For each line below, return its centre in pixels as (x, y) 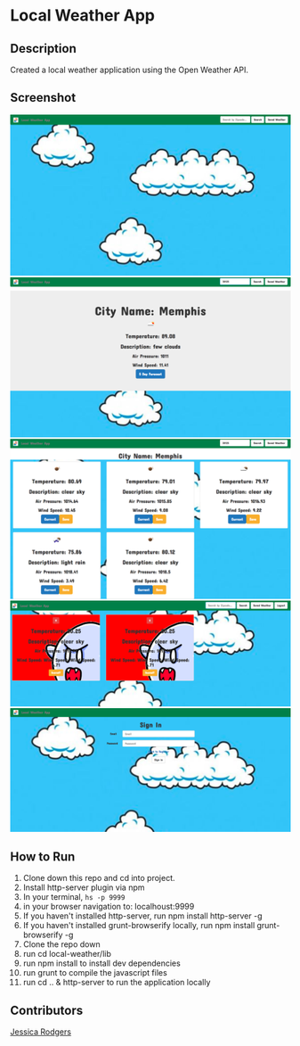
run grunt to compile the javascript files (95, 973)
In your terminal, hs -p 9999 (74, 897)
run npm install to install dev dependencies (101, 963)
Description (43, 49)
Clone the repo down (61, 944)
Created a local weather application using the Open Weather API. (129, 70)
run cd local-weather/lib (67, 954)
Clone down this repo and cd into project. (99, 878)
